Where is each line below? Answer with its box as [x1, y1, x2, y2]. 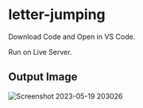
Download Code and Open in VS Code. [8, 32, 136, 41]
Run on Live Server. [8, 47, 72, 56]
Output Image [8, 70, 78, 84]
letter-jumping [8, 6, 106, 24]
